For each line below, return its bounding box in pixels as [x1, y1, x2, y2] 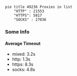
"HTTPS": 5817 [14, 13, 42, 18]
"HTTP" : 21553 [14, 9, 45, 14]
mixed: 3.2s [12, 51, 35, 57]
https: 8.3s [12, 61, 34, 67]
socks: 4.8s [12, 67, 35, 73]
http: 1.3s [12, 56, 31, 62]
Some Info [5, 28, 30, 35]
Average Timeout [5, 40, 41, 46]
